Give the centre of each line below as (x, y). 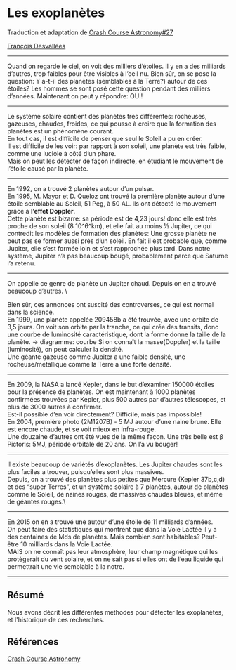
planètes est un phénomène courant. (60, 131)
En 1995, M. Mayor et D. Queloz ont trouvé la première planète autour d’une (116, 196)
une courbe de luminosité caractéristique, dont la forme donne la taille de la (117, 334)
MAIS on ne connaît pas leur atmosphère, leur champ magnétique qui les (113, 551)
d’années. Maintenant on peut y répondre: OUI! (75, 96)
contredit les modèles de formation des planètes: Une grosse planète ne (112, 233)
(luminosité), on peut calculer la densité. (65, 349)
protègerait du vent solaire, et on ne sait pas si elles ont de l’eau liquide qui (115, 559)
